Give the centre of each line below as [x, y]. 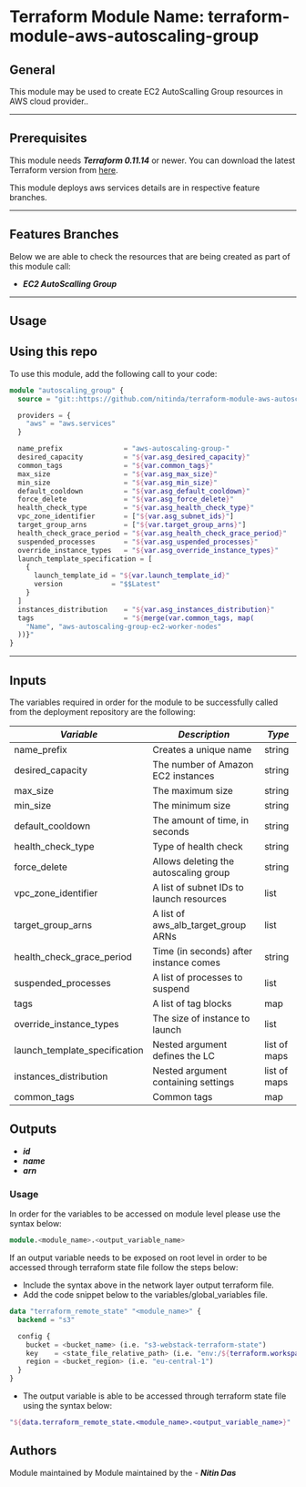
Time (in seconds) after [203, 952]
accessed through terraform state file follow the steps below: [124, 1267]
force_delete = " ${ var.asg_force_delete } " [126, 499]
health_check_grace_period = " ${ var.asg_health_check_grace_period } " [152, 533]
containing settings [194, 1083]
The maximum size [193, 791]
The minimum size [191, 806]
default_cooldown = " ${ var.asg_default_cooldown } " [134, 491]
